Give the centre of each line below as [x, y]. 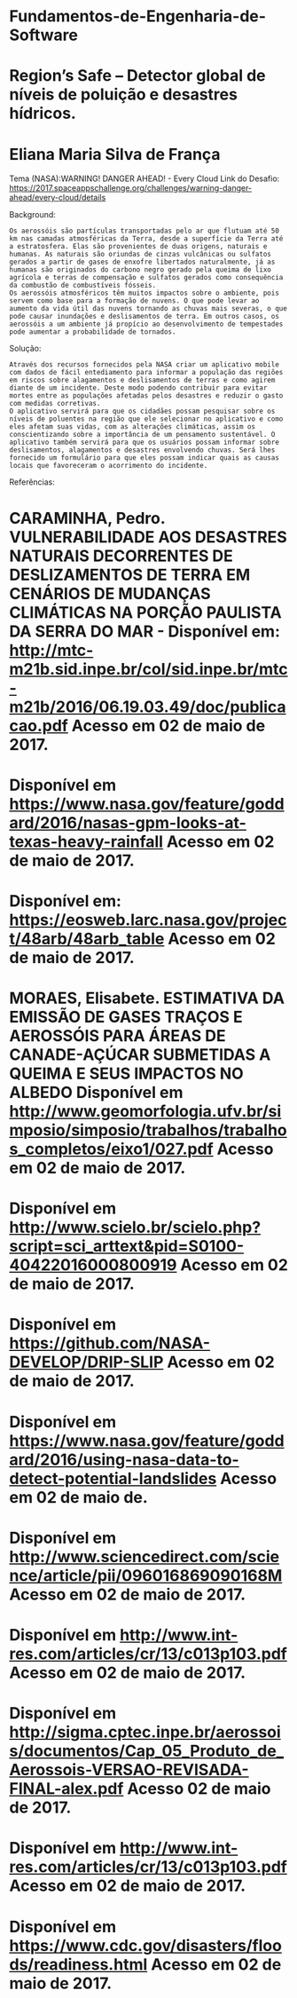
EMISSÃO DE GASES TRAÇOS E [126, 1017]
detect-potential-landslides [113, 1478]
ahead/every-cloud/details [58, 198]
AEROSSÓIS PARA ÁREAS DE [117, 1036]
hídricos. [43, 114]
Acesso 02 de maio [199, 1789]
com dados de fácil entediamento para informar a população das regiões [146, 373]
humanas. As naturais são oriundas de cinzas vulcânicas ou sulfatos [141, 255]
